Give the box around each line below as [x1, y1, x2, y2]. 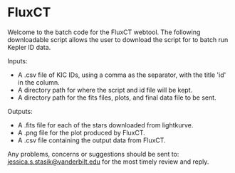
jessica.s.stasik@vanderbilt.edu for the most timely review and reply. [7, 157, 209, 166]
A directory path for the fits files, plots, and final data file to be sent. [17, 93, 216, 102]
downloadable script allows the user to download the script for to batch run [7, 35, 229, 43]
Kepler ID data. [7, 43, 51, 51]
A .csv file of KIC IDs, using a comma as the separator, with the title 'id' [17, 70, 226, 79]
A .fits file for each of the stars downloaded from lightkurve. [17, 120, 194, 129]
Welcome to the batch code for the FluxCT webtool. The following [7, 28, 201, 36]
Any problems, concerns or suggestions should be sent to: [7, 150, 179, 158]
